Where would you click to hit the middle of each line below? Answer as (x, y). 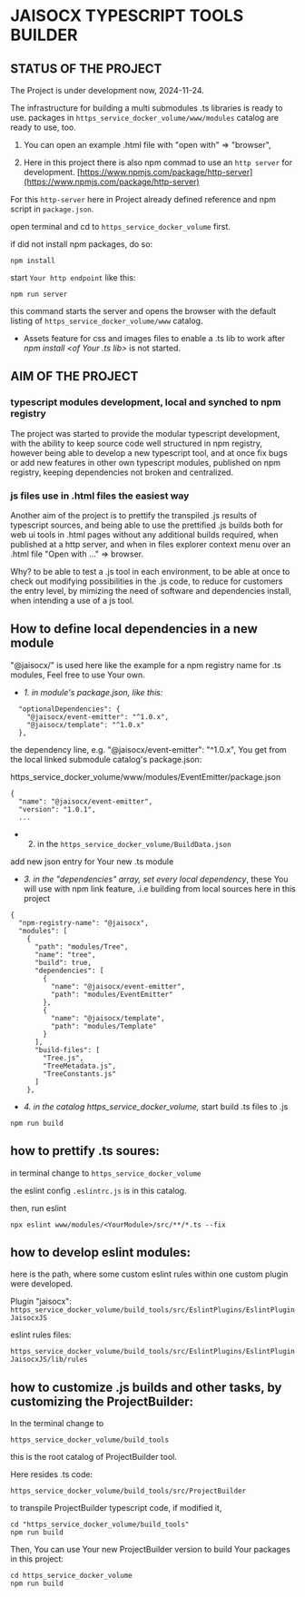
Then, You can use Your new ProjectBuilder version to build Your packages (151, 1550)
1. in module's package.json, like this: (93, 692)
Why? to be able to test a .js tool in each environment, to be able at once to (150, 571)
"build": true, (63, 962)
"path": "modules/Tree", (81, 946)
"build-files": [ (67, 1050)
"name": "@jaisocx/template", (108, 1018)
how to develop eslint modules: (101, 1252)
